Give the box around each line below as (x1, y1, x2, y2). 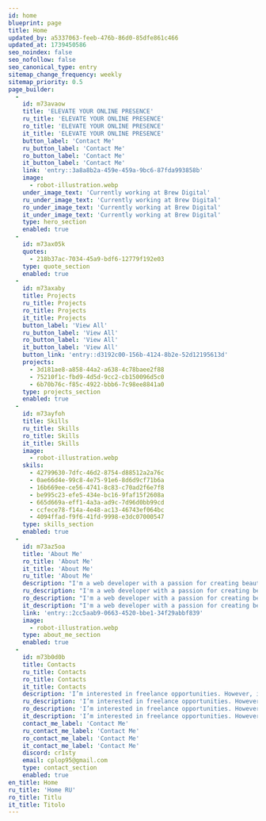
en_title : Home (8, 778, 59, 786)
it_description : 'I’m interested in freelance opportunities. (22, 712, 232, 720)
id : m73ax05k (22, 240, 66, 248)
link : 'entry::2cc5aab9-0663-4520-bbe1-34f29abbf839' (22, 608, 203, 617)
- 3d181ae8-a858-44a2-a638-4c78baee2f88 (28, 366, 165, 374)
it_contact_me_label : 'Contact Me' (22, 742, 140, 750)
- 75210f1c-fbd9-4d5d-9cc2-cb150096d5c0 (28, 373, 165, 381)
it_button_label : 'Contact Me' (22, 159, 126, 167)
